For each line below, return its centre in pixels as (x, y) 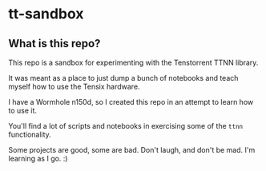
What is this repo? (54, 44)
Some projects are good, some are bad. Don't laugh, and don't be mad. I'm (132, 150)
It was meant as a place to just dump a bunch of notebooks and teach (123, 78)
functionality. (30, 134)
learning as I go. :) (38, 158)
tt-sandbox (46, 14)
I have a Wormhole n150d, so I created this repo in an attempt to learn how (131, 102)
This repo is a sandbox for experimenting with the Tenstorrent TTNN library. (133, 62)
